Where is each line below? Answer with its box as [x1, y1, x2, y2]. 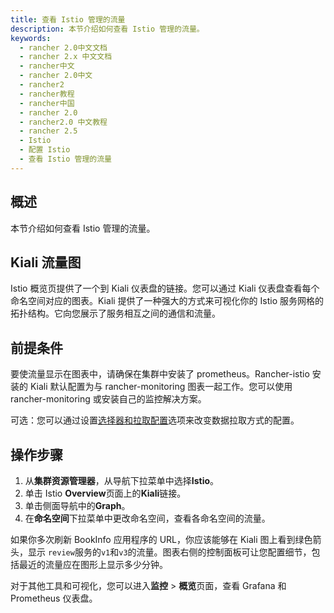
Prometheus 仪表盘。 [10, 592, 98, 604]
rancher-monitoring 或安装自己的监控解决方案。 [10, 393, 207, 405]
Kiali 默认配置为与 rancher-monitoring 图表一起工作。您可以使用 [29, 381, 293, 393]
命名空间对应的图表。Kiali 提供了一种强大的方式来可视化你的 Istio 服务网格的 [10, 295, 324, 307]
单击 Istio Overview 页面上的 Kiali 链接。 [24, 487, 187, 499]
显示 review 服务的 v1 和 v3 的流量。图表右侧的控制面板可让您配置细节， [27, 546, 312, 558]
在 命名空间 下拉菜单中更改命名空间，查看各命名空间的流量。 [24, 512, 271, 524]
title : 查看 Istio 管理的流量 [10, 14, 126, 25]
